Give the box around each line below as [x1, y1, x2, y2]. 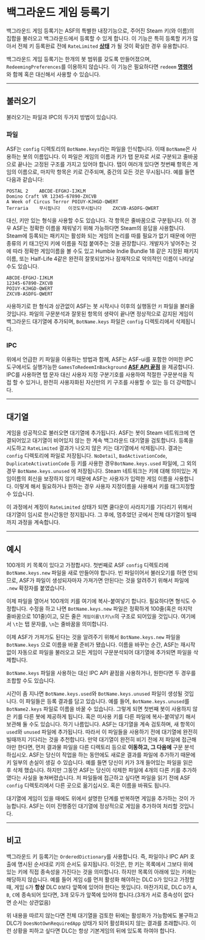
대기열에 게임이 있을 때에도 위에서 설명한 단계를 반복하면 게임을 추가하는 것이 [6, 794, 189, 802]
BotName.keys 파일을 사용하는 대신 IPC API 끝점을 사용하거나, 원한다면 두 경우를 [6, 669, 196, 676]
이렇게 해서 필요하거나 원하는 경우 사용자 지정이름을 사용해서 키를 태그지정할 [14, 483, 195, 490]
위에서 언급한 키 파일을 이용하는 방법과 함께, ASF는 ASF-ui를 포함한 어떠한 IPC [6, 356, 193, 363]
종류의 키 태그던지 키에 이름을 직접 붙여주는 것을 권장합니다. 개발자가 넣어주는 [6, 240, 190, 247]
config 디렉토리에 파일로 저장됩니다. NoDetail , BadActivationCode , [6, 452, 168, 460]
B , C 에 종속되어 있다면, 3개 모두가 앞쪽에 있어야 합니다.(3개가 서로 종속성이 [6, 891, 183, 898]
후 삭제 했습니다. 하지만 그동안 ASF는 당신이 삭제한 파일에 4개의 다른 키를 [6, 766, 181, 774]
